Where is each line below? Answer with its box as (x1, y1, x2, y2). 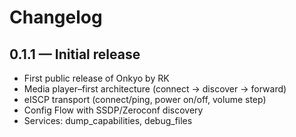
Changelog (9, 6, 103, 29)
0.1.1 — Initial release (9, 46, 141, 63)
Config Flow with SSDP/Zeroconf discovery (23, 104, 204, 116)
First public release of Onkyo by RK (23, 72, 170, 84)
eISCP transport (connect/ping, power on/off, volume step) (23, 94, 267, 105)
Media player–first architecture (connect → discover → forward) (23, 83, 287, 95)
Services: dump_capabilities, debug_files (23, 115, 193, 126)
